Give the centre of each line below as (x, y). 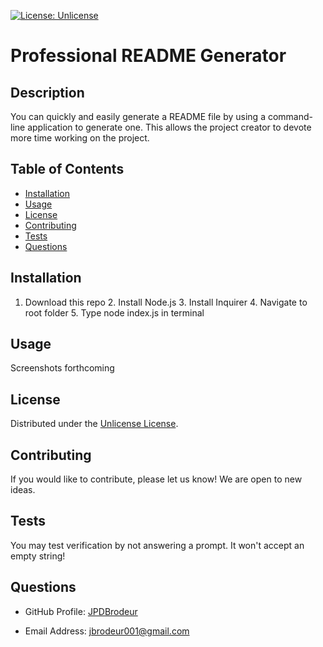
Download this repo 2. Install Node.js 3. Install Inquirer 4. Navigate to (166, 302)
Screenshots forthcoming (62, 368)
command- (290, 116)
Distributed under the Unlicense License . (94, 424)
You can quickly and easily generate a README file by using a (138, 116)
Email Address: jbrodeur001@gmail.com (107, 631)
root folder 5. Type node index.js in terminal (114, 312)
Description (47, 92)
